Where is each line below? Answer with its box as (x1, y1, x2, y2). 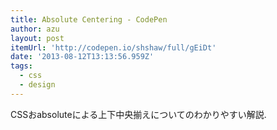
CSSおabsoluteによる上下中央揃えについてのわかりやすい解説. (10, 108, 267, 120)
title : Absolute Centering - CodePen (10, 14, 168, 25)
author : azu (10, 24, 60, 34)
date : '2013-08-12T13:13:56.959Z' (10, 52, 155, 62)
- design (19, 80, 56, 90)
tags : (10, 61, 33, 71)
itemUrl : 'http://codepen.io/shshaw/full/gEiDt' (10, 42, 217, 53)
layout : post (10, 33, 65, 43)
